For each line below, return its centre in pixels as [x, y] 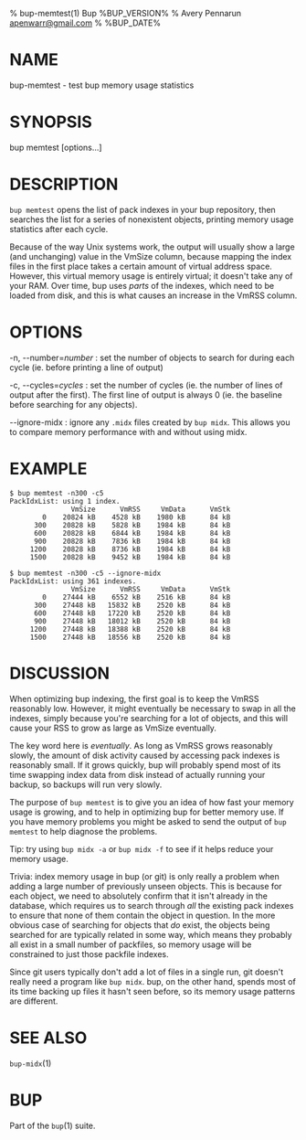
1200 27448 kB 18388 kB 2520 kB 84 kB [130, 629]
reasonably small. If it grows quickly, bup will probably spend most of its [145, 765]
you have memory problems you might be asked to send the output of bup [148, 821]
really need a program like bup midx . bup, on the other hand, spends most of [153, 981]
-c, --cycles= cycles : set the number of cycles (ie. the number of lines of [146, 385]
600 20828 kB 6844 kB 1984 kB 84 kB [132, 533]
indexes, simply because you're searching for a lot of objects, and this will [149, 718]
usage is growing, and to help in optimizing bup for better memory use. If [147, 812]
